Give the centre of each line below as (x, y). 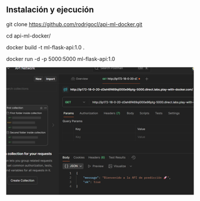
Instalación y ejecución (50, 10)
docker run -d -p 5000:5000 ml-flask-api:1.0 (61, 58)
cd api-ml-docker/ (29, 36)
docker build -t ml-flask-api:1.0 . (46, 47)
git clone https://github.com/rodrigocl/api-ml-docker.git (74, 24)
